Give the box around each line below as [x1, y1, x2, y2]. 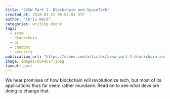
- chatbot [10, 45, 30, 50]
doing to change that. [5, 88, 50, 94]
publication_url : [5, 54, 42, 59]
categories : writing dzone [5, 21, 62, 27]
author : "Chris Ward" [5, 17, 51, 22]
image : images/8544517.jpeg [5, 59, 65, 64]
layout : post [5, 63, 33, 68]
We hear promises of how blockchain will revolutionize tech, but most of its [5, 77, 162, 83]
